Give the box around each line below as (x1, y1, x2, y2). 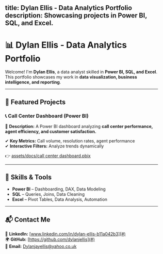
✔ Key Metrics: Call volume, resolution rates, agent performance (5, 138, 135, 144)
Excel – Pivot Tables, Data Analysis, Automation (12, 196, 108, 202)
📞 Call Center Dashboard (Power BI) (5, 112, 89, 119)
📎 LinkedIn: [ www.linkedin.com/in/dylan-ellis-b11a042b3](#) (5, 231, 126, 237)
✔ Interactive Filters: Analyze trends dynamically (5, 143, 104, 149)
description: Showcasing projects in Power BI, (5, 12, 147, 20)
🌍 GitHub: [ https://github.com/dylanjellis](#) (5, 236, 95, 242)
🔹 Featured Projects (5, 98, 66, 106)
